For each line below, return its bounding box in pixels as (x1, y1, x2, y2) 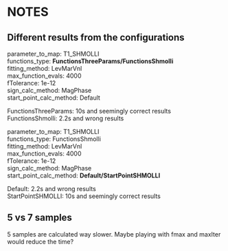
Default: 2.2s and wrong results (7, 185, 96, 193)
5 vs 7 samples (7, 212, 72, 223)
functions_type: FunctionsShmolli (7, 135, 102, 143)
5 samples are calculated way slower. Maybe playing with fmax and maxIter (7, 230, 221, 238)
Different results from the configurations (7, 32, 185, 43)
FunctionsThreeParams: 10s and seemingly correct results (7, 107, 172, 115)
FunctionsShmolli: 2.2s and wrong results (7, 114, 124, 122)
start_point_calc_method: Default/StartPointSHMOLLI (7, 171, 161, 179)
